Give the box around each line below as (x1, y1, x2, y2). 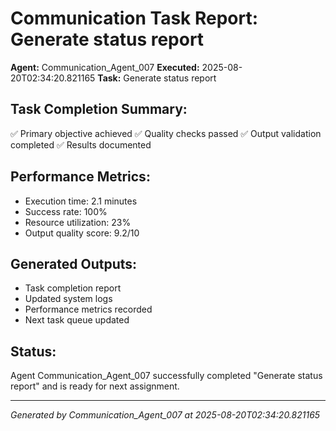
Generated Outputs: (10, 255, 138, 272)
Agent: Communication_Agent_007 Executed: (10, 61, 200, 73)
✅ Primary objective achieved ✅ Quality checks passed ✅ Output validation (10, 127, 322, 139)
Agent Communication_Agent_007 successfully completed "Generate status (10, 370, 323, 382)
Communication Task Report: (10, 7, 259, 30)
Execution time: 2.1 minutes (24, 195, 138, 207)
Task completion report (24, 282, 122, 294)
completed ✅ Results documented (10, 138, 152, 151)
